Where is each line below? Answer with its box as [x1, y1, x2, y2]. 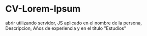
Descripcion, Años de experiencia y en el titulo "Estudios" [5, 25, 126, 31]
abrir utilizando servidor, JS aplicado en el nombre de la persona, [5, 20, 142, 26]
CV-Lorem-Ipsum [5, 3, 81, 15]
